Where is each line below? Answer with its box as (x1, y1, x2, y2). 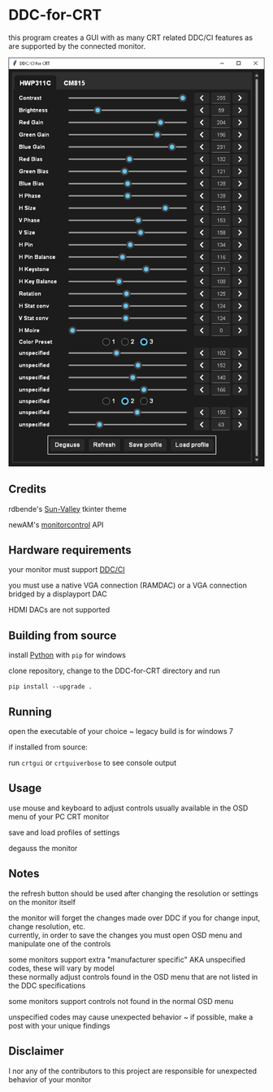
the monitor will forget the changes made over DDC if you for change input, (8, 913, 261, 923)
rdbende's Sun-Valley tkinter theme (8, 504, 128, 513)
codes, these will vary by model (8, 963, 115, 973)
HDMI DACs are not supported (8, 605, 110, 615)
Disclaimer (8, 1044, 64, 1059)
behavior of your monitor (8, 1074, 92, 1084)
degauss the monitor (8, 843, 78, 853)
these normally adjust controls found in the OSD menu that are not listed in (8, 972, 258, 981)
